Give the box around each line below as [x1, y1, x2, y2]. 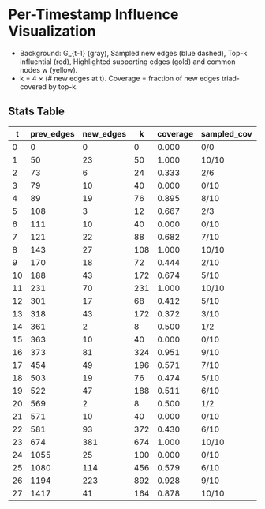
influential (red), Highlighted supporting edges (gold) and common [19, 57, 236, 66]
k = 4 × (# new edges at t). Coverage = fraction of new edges [19, 73, 221, 83]
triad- [222, 73, 241, 83]
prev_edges [30, 128, 75, 139]
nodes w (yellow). [19, 65, 78, 74]
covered [19, 81, 47, 92]
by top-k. [48, 81, 79, 92]
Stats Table [8, 105, 65, 118]
